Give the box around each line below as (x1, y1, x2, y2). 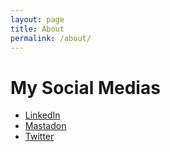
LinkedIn (24, 109, 61, 121)
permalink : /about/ (10, 33, 92, 43)
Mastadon (24, 120, 67, 132)
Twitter (24, 131, 55, 143)
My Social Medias (10, 76, 161, 99)
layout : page (10, 14, 65, 25)
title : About (10, 24, 65, 34)
